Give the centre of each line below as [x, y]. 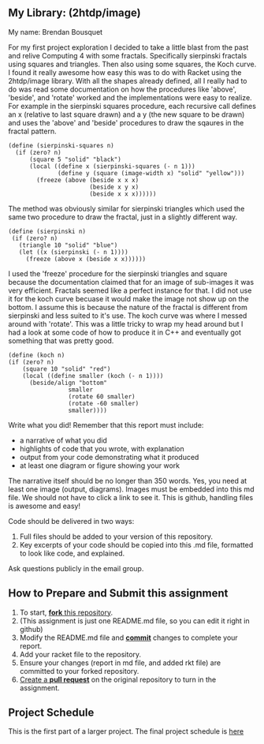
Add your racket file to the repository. [80, 654]
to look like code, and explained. [72, 553]
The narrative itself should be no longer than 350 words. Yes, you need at [128, 480]
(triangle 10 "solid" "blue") [68, 245]
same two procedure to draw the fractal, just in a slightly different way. [123, 217]
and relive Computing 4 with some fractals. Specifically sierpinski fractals [128, 55]
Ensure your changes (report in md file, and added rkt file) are [120, 663]
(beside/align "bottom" [68, 383]
